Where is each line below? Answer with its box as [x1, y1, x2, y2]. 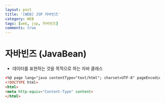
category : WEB [5, 16, 34, 21]
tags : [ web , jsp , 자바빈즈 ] [5, 21, 58, 26]
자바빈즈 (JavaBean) [5, 48, 87, 60]
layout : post [5, 7, 32, 12]
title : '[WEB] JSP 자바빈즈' [5, 12, 60, 17]
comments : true [5, 26, 36, 31]
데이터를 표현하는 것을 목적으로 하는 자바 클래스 [12, 66, 103, 71]
